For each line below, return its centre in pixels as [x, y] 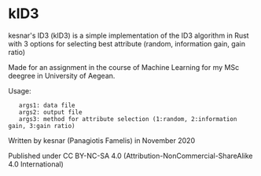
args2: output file [50, 112]
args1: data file [47, 105]
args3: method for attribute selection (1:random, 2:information [128, 119]
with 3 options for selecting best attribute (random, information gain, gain [127, 43]
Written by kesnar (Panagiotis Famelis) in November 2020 [101, 140]
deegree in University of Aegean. [62, 75]
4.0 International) [36, 164]
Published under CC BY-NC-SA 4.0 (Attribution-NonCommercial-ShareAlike [130, 156]
